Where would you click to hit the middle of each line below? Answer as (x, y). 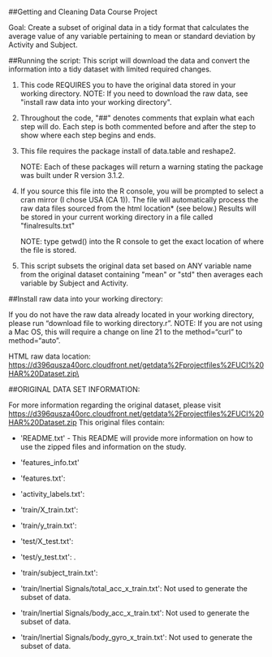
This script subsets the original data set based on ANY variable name (136, 266)
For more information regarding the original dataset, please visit (115, 405)
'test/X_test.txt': (47, 541)
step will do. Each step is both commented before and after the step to (138, 126)
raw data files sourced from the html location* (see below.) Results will (138, 208)
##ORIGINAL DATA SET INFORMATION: (74, 389)
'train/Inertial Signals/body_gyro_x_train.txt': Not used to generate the (136, 637)
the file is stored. (48, 250)
